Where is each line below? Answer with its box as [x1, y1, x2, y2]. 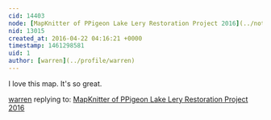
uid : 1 [8, 49, 31, 57]
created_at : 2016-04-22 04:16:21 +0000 [8, 34, 143, 43]
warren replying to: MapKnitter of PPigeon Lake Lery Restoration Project [8, 94, 248, 104]
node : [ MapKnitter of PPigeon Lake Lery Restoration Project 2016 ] [8, 19, 240, 27]
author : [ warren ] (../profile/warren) [8, 57, 135, 65]
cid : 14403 [8, 11, 45, 20]
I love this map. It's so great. [8, 78, 102, 89]
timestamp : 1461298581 [8, 42, 85, 50]
